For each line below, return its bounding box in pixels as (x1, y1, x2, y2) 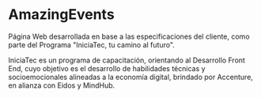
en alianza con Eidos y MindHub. (8, 81, 115, 90)
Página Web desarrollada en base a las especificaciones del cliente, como (8, 32, 251, 41)
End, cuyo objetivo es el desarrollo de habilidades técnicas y (8, 63, 206, 73)
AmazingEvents (8, 6, 115, 24)
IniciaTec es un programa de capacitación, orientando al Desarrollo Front (8, 55, 245, 65)
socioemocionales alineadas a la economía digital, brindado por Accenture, (8, 72, 253, 81)
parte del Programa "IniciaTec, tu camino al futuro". (8, 40, 176, 49)
